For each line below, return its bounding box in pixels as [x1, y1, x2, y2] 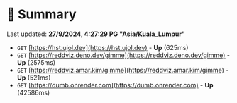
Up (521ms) [16, 73, 51, 82]
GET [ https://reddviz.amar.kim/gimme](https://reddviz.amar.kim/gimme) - [16, 66, 229, 74]
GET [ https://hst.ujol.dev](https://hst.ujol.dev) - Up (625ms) [16, 43, 189, 51]
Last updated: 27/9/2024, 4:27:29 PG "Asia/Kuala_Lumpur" [6, 30, 185, 38]
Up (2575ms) [16, 58, 56, 66]
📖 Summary [6, 6, 77, 23]
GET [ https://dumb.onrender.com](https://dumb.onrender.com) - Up [16, 80, 214, 89]
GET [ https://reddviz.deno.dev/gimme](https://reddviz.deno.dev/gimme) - [16, 51, 231, 59]
